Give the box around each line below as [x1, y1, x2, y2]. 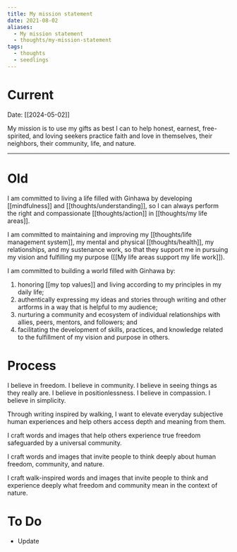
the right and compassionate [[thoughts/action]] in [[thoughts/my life [7, 209, 208, 217]
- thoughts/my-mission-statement [13, 37, 112, 44]
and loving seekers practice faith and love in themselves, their [32, 132, 213, 140]
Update [17, 536, 39, 545]
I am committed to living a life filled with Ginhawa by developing [7, 194, 193, 202]
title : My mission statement [7, 10, 93, 18]
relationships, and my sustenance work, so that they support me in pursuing [7, 245, 229, 253]
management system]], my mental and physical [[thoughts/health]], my [7, 238, 214, 246]
